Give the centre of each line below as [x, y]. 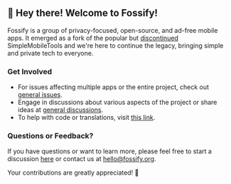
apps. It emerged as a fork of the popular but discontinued [93, 38]
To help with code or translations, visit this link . [86, 118]
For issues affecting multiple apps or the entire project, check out [113, 87]
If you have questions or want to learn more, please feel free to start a [109, 151]
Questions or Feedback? [50, 136]
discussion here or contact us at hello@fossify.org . [82, 159]
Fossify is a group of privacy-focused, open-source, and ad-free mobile [113, 30]
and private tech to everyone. [50, 53]
